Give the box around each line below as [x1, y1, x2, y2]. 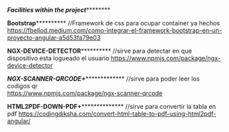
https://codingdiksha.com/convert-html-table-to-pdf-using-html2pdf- [18, 109, 217, 118]
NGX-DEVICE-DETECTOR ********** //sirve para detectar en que [7, 47, 193, 55]
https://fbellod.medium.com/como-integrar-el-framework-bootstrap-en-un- [7, 27, 222, 34]
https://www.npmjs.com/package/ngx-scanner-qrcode [7, 89, 163, 97]
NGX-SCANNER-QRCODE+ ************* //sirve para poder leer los [7, 75, 200, 83]
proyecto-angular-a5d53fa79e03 [7, 34, 101, 42]
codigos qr [7, 82, 38, 90]
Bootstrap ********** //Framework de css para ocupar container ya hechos [7, 19, 220, 27]
